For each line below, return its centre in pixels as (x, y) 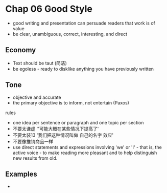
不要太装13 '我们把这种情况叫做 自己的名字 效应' (63, 135)
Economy (21, 50)
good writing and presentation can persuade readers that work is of (84, 23)
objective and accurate (37, 97)
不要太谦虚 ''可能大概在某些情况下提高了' (56, 128)
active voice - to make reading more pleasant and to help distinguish (85, 153)
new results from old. (35, 158)
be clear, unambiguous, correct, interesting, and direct (70, 34)
